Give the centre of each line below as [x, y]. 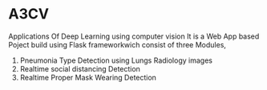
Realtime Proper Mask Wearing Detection [88, 77]
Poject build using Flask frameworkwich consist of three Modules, [117, 44]
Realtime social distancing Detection [80, 68]
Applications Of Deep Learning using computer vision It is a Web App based [134, 36]
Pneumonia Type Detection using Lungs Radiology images [116, 60]
